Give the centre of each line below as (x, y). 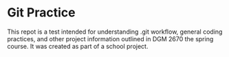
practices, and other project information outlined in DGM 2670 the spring (110, 38)
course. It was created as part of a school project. (78, 46)
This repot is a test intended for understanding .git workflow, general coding (115, 32)
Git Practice (41, 13)
